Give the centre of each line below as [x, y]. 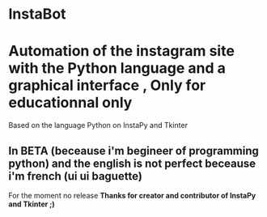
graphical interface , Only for [107, 85]
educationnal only [70, 103]
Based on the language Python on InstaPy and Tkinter [98, 126]
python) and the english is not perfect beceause [132, 163]
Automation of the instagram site [121, 51]
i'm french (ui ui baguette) [76, 176]
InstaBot [37, 14]
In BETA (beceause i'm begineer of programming [133, 151]
